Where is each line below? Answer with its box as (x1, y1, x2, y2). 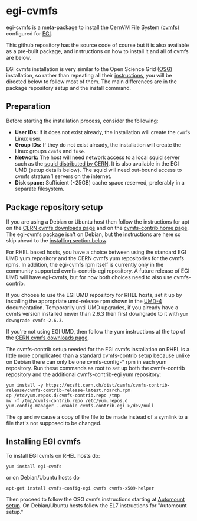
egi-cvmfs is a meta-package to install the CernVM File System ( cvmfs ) (6, 24, 180, 31)
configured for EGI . (6, 30, 52, 37)
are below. (6, 54, 31, 61)
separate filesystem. (14, 185, 65, 192)
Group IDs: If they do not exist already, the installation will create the (14, 141, 182, 148)
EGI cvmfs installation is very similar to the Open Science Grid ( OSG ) (6, 65, 173, 72)
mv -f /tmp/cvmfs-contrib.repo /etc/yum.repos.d (6, 397, 128, 403)
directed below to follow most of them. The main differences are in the (6, 78, 177, 85)
